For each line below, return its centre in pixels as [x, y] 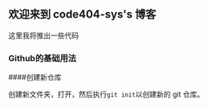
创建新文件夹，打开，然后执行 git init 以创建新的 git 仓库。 [106, 94]
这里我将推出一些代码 [43, 35]
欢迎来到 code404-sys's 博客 [82, 14]
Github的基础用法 [43, 58]
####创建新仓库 [35, 77]
